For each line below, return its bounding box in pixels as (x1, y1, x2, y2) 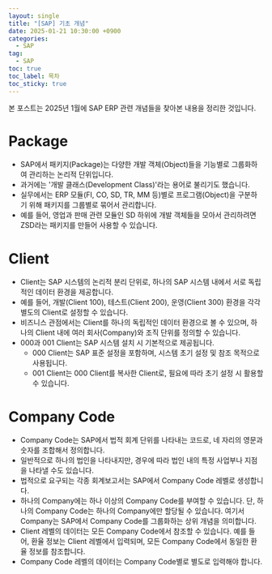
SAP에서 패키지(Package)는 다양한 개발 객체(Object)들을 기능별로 (19, 160, 230, 169)
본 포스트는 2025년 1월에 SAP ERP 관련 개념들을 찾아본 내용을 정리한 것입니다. (8, 103, 257, 113)
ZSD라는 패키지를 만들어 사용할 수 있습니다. (19, 221, 158, 230)
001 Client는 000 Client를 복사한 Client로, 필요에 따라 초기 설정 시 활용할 (32, 368, 264, 378)
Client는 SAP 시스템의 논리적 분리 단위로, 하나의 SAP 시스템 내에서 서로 (19, 277, 247, 287)
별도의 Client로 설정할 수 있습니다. (19, 307, 129, 317)
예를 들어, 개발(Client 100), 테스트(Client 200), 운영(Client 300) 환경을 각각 (19, 298, 261, 307)
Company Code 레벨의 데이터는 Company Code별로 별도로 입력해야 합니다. (19, 557, 263, 567)
